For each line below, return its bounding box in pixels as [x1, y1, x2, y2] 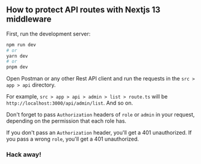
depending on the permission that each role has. [6, 117, 126, 125]
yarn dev [6, 53, 28, 59]
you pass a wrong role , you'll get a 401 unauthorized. [6, 135, 140, 143]
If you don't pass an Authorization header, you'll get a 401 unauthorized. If [6, 129, 192, 136]
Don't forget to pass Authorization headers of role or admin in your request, [6, 111, 195, 118]
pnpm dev [6, 64, 28, 70]
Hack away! [6, 150, 42, 159]
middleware [6, 14, 52, 25]
